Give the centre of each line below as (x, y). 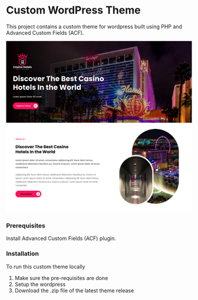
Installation (23, 254)
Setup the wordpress (40, 284)
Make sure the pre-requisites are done (61, 278)
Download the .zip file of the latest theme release (74, 290)
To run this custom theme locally (46, 266)
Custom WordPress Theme (73, 10)
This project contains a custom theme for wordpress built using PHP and (94, 26)
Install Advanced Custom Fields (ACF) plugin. (61, 238)
